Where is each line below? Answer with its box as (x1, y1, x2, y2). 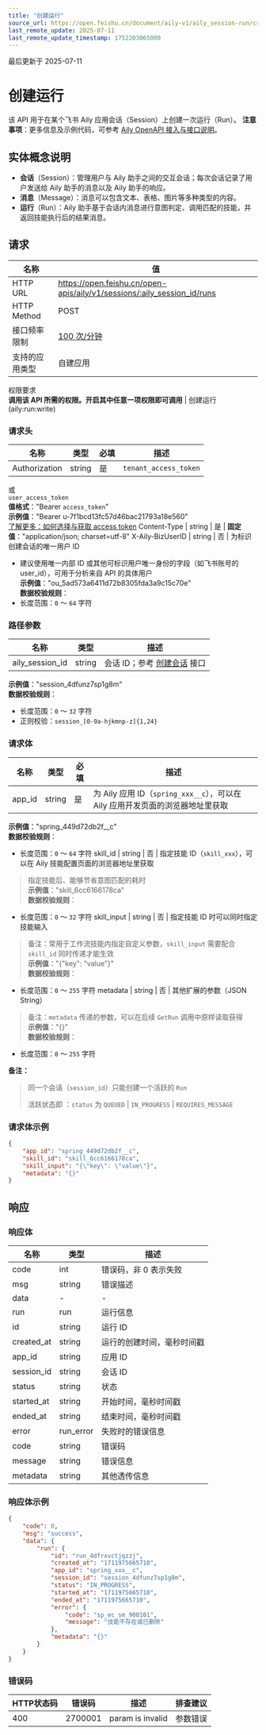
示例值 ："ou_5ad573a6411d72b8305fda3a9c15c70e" (19, 579, 192, 588)
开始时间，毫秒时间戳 (101, 1396, 181, 1407)
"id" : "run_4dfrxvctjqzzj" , (50, 1552, 144, 1560)
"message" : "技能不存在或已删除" (64, 1618, 165, 1626)
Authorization (12, 463, 63, 474)
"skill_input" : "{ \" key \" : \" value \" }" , (22, 1162, 158, 1170)
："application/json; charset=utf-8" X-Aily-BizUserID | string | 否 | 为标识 (15, 532, 252, 541)
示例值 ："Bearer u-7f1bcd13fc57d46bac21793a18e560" (8, 512, 188, 521)
